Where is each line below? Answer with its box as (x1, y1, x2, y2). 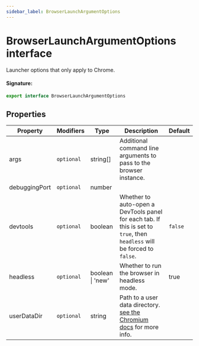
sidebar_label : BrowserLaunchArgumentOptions (6, 8, 120, 15)
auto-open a (119, 201, 155, 209)
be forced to (119, 245, 154, 253)
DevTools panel (119, 208, 163, 216)
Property (17, 127, 43, 135)
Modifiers (56, 127, 85, 135)
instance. (119, 174, 145, 182)
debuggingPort (9, 183, 52, 192)
